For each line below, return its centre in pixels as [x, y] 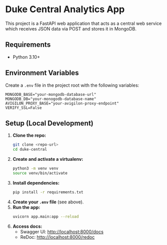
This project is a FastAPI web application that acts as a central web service [83, 23]
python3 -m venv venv [36, 168]
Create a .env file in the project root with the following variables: [72, 85]
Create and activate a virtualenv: [48, 159]
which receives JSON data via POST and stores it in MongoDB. [71, 28]
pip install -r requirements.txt [48, 192]
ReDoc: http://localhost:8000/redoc [57, 237]
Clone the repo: [29, 135]
